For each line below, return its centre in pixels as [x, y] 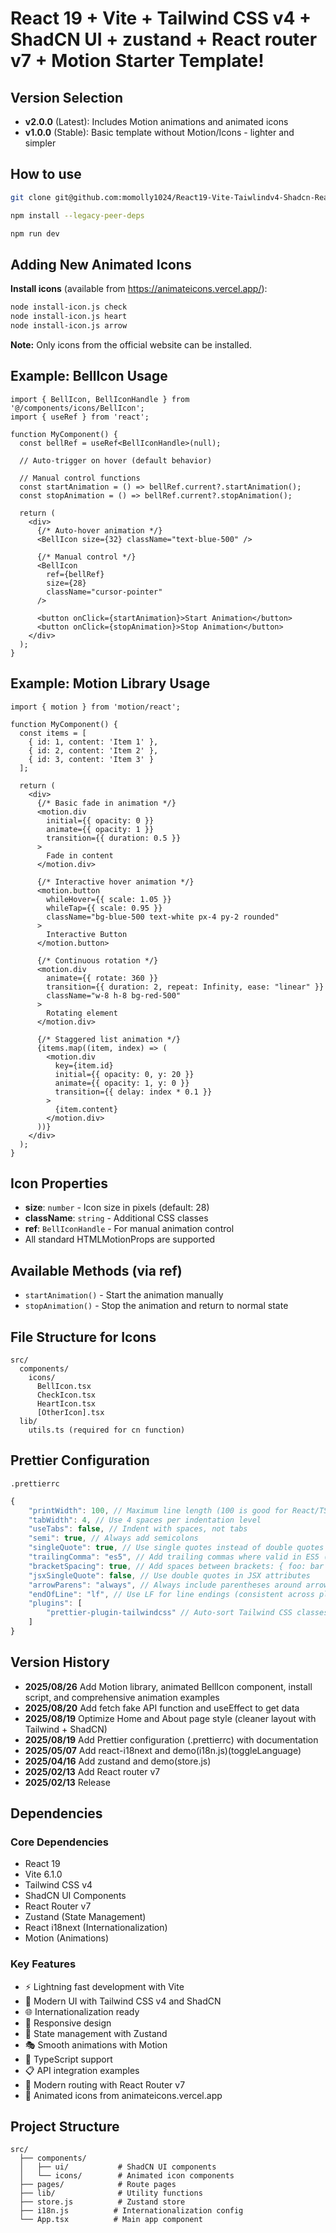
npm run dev [35, 233]
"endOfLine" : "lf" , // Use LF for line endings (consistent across [171, 1594]
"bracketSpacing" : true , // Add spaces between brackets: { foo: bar [176, 1566]
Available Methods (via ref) [96, 1270]
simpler [40, 143]
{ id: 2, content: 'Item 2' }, [93, 750]
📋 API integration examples [82, 2070]
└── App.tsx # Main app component [111, 2220]
